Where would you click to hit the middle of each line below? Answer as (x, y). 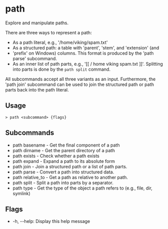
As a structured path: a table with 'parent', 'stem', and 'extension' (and (86, 48)
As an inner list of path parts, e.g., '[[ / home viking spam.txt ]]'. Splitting (88, 64)
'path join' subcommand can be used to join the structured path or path (80, 84)
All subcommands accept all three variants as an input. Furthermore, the (80, 79)
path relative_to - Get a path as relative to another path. (70, 177)
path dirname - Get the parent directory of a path (64, 150)
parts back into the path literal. (37, 89)
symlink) (22, 193)
